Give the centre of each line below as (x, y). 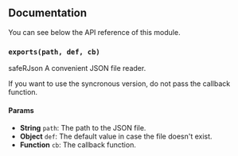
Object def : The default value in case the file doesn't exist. (116, 136)
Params (21, 110)
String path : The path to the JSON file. (83, 128)
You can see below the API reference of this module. (94, 32)
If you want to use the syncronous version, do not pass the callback (119, 84)
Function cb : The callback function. (78, 145)
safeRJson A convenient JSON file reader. (77, 68)
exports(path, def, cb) (55, 52)
